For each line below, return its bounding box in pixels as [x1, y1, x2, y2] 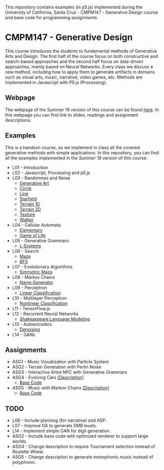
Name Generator [19, 279, 53, 285]
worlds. [12, 439, 28, 444]
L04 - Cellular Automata [12, 222, 61, 228]
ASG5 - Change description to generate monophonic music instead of [12, 454, 153, 460]
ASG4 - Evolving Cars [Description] [12, 375, 84, 381]
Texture [19, 211, 35, 217]
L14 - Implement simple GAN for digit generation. [12, 428, 111, 434]
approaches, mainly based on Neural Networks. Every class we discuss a [5, 63, 153, 69]
